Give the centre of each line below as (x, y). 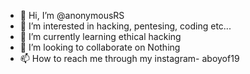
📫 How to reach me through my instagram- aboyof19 (129, 58)
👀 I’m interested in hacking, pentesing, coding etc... (125, 26)
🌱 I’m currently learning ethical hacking (100, 36)
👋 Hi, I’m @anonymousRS (72, 15)
